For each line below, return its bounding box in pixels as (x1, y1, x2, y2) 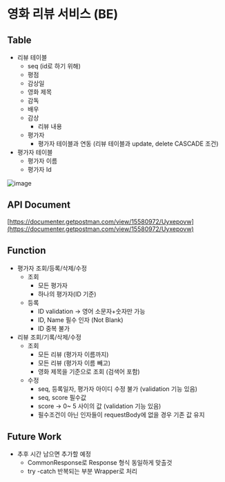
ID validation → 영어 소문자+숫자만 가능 (37, 307, 146, 315)
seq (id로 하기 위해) (27, 62, 81, 70)
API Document (7, 199, 71, 211)
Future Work (7, 431, 62, 443)
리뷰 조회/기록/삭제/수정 (17, 332, 81, 341)
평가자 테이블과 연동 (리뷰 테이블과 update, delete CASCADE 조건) (37, 139, 219, 148)
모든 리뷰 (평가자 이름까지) (37, 350, 109, 359)
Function (7, 245, 46, 257)
